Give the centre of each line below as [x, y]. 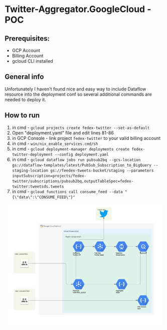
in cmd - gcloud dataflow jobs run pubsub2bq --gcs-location [76, 159]
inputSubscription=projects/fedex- [49, 176]
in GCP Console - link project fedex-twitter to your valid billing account [86, 138]
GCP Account [26, 50]
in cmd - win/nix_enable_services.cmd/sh [55, 143]
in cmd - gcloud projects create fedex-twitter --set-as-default [81, 127]
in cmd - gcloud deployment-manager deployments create [71, 148]
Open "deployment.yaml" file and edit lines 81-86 [63, 133]
